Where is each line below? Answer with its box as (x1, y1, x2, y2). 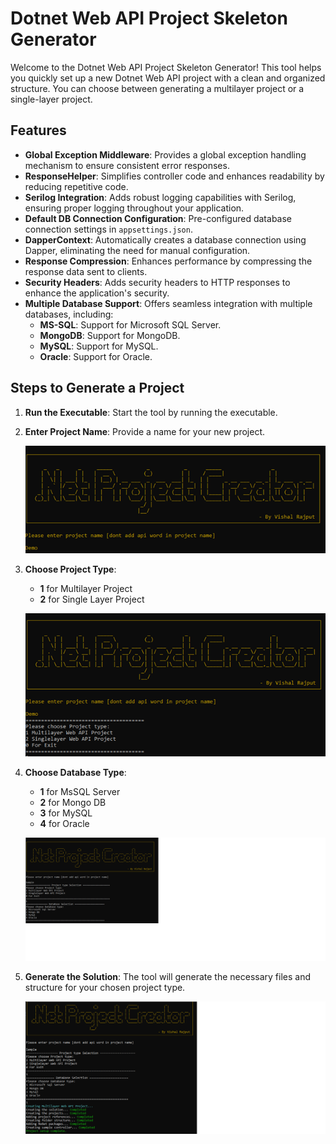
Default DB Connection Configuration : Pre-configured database (24, 212, 293, 224)
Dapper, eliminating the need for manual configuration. (24, 244, 251, 256)
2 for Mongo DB (39, 797, 107, 809)
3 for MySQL (39, 807, 93, 819)
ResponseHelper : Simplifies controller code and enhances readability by (24, 170, 325, 182)
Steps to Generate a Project (10, 380, 185, 397)
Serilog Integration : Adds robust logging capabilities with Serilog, (24, 191, 297, 203)
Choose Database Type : (24, 767, 127, 779)
